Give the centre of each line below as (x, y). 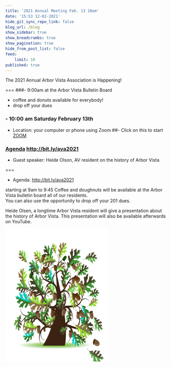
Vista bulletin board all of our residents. (47, 195)
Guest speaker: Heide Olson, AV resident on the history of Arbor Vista (86, 160)
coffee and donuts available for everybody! (58, 100)
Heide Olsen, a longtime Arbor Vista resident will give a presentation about (84, 210)
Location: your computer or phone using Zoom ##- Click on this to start (88, 130)
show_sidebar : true (26, 33)
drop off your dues (32, 106)
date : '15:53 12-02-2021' (33, 16)
